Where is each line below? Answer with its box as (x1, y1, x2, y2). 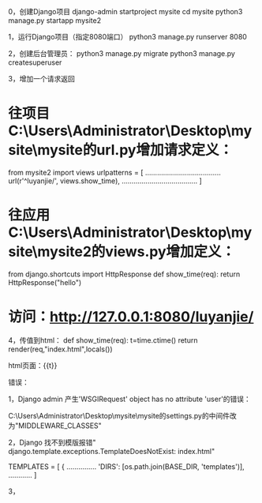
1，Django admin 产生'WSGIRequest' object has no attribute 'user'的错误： (8, 394, 251, 404)
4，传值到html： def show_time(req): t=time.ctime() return (8, 335, 198, 345)
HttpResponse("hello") (8, 277, 82, 287)
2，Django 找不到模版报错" (8, 437, 96, 447)
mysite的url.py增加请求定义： (37, 141, 234, 160)
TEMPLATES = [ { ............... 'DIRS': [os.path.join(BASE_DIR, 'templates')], (8, 461, 245, 471)
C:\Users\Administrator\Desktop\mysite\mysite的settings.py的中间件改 (8, 411, 237, 420)
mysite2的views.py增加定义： (37, 243, 236, 261)
